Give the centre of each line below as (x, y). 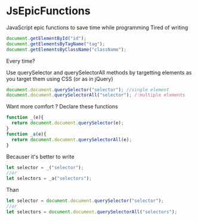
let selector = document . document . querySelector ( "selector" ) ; (85, 201)
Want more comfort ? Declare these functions (62, 107)
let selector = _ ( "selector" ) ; (45, 167)
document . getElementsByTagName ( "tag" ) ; (56, 44)
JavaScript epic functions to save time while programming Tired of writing (97, 27)
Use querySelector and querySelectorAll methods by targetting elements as (99, 72)
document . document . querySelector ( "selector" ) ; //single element (88, 90)
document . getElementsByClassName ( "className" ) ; (66, 49)
